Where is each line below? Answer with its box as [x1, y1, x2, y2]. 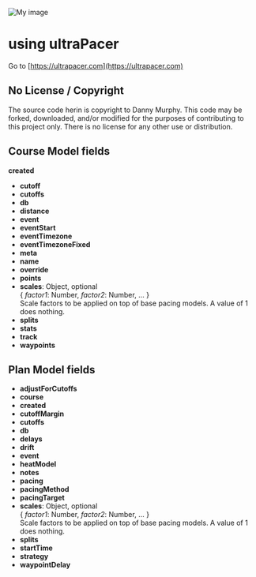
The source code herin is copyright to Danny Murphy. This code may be [8, 105, 243, 114]
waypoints [19, 340, 55, 350]
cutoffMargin [19, 409, 65, 418]
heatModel [19, 459, 57, 469]
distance [19, 206, 50, 215]
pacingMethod [19, 485, 70, 494]
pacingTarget [19, 493, 65, 503]
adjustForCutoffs [19, 384, 77, 394]
